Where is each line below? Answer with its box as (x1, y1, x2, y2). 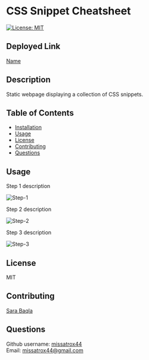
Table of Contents (6, 108, 74, 118)
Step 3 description (6, 229, 52, 236)
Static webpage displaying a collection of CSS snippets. (6, 90, 144, 98)
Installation (14, 124, 42, 131)
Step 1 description (6, 183, 51, 190)
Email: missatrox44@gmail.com (6, 346, 83, 354)
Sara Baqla (6, 307, 33, 314)
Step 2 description (6, 205, 52, 213)
